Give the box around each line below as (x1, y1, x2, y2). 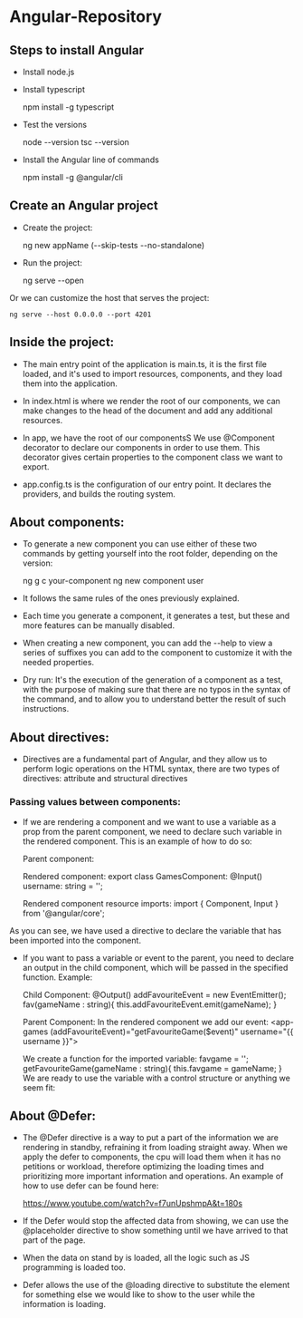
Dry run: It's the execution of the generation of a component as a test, (22, 674, 283, 685)
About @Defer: (9, 1108, 97, 1123)
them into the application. (22, 378, 118, 389)
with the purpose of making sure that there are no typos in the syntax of (22, 684, 291, 695)
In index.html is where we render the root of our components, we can (22, 395, 280, 406)
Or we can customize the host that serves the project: (9, 292, 210, 303)
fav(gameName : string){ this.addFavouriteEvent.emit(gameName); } (22, 999, 278, 1010)
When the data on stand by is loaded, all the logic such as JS (22, 1253, 251, 1264)
